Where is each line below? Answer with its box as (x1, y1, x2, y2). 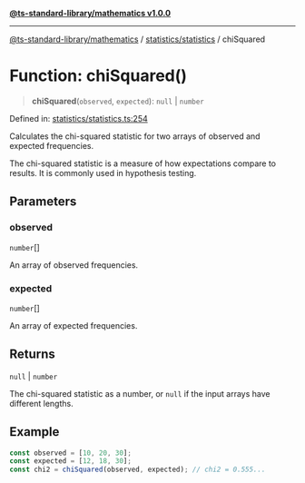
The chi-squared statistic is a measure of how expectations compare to (9, 158, 277, 169)
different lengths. (9, 398, 74, 409)
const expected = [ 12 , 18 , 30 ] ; (9, 457, 132, 466)
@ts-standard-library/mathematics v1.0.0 (9, 8, 172, 18)
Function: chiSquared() (9, 65, 188, 86)
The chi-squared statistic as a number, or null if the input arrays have (9, 388, 271, 399)
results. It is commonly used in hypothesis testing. (9, 167, 197, 178)
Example (9, 424, 60, 439)
